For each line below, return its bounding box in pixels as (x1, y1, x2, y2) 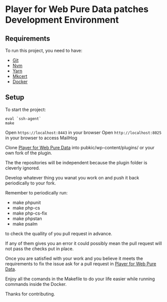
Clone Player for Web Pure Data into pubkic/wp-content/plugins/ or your (5, 144, 154, 150)
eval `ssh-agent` (5, 116, 42, 121)
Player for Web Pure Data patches (5, 4, 149, 15)
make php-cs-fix (12, 210, 48, 216)
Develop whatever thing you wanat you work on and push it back (5, 174, 139, 180)
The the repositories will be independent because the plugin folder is (5, 159, 147, 165)
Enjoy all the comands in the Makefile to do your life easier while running (5, 275, 155, 282)
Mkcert (12, 73, 28, 79)
